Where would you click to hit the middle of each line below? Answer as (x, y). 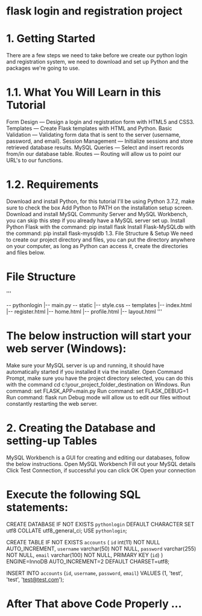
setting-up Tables (52, 441)
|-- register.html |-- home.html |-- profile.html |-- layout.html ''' (84, 311)
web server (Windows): (66, 349)
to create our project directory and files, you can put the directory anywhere (101, 240)
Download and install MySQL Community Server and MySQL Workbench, (97, 214)
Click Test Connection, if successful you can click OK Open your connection (101, 470)
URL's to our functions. (35, 160)
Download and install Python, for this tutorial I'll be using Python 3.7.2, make (100, 201)
